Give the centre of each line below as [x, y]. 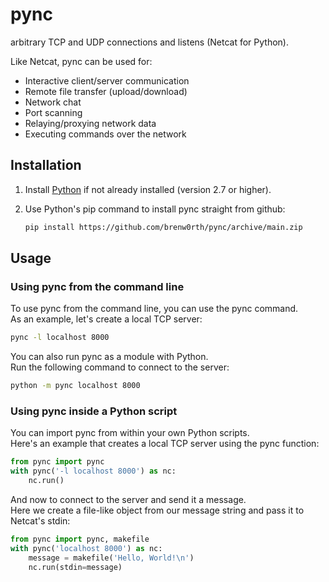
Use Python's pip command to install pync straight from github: [155, 209]
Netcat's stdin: [40, 520]
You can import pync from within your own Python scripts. [130, 433]
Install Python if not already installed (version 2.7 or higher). [148, 189]
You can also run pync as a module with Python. [109, 357]
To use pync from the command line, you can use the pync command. [154, 309]
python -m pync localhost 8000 [75, 386]
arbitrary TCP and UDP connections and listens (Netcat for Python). [149, 42]
